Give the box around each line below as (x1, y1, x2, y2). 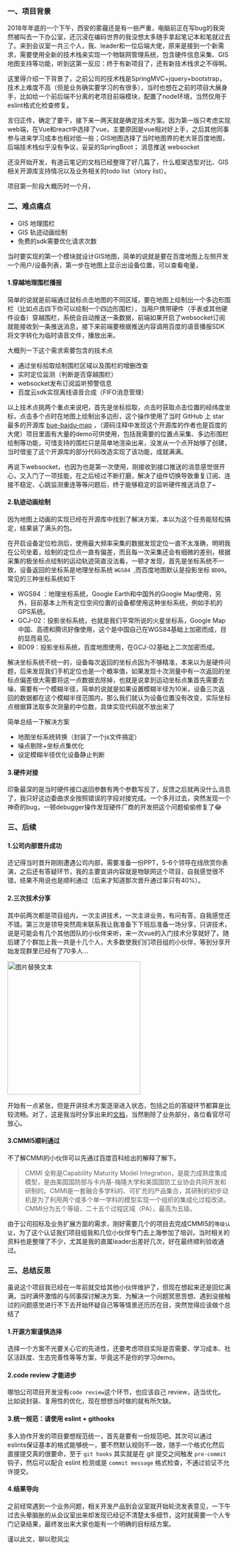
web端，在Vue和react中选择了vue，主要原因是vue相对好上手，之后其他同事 (7, 125, 229, 134)
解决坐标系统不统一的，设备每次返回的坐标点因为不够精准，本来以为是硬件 (7, 658, 225, 666)
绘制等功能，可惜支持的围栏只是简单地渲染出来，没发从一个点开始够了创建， (7, 438, 231, 447)
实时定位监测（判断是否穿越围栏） (17, 370, 118, 378)
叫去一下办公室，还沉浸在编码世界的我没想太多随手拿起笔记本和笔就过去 (19, 33, 231, 41)
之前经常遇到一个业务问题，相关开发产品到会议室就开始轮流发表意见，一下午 (7, 1502, 231, 1510)
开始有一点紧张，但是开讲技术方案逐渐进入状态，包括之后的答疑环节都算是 (7, 1101, 225, 1109)
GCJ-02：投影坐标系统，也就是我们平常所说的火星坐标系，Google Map (17, 616, 226, 625)
